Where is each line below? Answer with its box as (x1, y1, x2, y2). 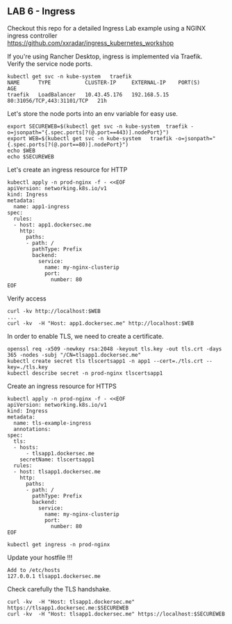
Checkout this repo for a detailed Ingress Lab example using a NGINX (7, 24, 206, 32)
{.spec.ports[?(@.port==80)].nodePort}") (7, 141, 129, 148)
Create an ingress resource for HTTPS (7, 382, 117, 390)
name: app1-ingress (13, 203, 70, 210)
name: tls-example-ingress (13, 419, 92, 426)
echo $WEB (7, 147, 36, 154)
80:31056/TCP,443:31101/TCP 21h (7, 97, 108, 104)
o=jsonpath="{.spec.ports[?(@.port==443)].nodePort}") (7, 128, 169, 136)
